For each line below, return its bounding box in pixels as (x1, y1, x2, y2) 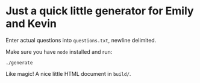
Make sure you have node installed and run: (5, 48, 113, 55)
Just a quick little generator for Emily (5, 4, 194, 18)
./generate (5, 60, 33, 66)
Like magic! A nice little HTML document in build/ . (5, 70, 131, 77)
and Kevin (5, 17, 57, 30)
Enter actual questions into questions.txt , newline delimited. (5, 36, 157, 44)
